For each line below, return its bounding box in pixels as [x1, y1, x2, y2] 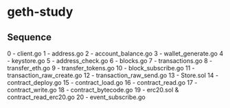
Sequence [7, 31, 52, 43]
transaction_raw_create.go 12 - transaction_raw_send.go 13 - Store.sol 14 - [7, 71, 218, 79]
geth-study [7, 4, 73, 20]
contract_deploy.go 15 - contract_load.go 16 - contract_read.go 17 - [7, 79, 198, 86]
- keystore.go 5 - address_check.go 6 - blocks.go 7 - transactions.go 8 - [7, 57, 213, 65]
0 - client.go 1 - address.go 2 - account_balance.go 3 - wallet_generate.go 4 [7, 49, 224, 57]
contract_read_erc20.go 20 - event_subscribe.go [7, 93, 146, 101]
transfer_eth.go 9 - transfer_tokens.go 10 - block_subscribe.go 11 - [7, 64, 196, 72]
